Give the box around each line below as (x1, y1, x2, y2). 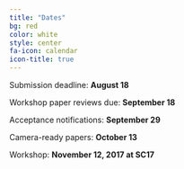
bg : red (9, 22, 39, 31)
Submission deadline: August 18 (9, 80, 129, 90)
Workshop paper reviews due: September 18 (9, 97, 176, 108)
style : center (9, 38, 63, 48)
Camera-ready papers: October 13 (9, 132, 137, 142)
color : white (9, 30, 58, 39)
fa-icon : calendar (9, 47, 78, 56)
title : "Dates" (9, 13, 66, 22)
